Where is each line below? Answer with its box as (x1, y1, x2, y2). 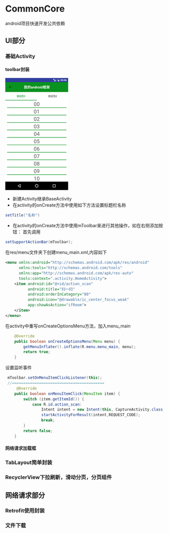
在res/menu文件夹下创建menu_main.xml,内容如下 (5, 249, 107, 255)
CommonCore (5, 3, 65, 15)
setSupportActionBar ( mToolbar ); (5, 240, 73, 245)
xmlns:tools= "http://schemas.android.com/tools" (18, 265, 123, 271)
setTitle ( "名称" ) (5, 213, 40, 218)
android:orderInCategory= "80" (27, 292, 92, 297)
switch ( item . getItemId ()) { (23, 396, 84, 402)
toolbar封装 (5, 66, 30, 72)
